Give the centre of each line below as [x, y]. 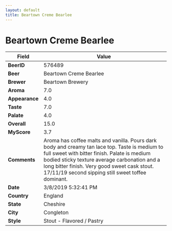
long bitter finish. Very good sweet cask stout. [99, 166]
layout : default [23, 10]
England [53, 196]
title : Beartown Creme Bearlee [39, 15]
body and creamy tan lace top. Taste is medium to [103, 147]
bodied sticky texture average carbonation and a [102, 160]
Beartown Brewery [66, 82]
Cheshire [54, 204]
